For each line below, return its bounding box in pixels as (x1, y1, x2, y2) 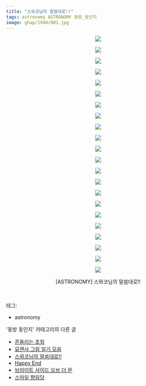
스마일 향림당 (14, 374, 45, 381)
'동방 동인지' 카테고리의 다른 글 (6, 326, 77, 333)
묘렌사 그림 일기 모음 (14, 346, 62, 353)
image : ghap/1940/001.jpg (6, 19, 69, 25)
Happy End (14, 360, 41, 367)
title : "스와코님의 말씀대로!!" (6, 8, 74, 15)
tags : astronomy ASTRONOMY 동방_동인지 (6, 14, 98, 20)
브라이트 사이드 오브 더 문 (14, 367, 73, 374)
